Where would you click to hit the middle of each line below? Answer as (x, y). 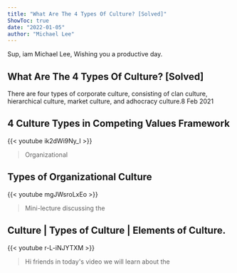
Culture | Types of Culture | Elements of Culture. (117, 231)
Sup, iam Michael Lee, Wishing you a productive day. (85, 54)
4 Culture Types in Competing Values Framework (118, 124)
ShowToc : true (28, 21)
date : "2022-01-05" (36, 27)
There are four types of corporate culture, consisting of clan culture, (107, 94)
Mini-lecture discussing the (65, 208)
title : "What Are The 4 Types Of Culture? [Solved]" (87, 14)
